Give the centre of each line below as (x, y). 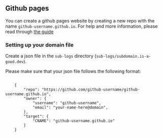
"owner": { (35, 99)
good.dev (15, 62)
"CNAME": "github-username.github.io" (74, 121)
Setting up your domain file (39, 44)
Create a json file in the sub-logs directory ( (51, 56)
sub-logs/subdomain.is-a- (124, 56)
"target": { (36, 117)
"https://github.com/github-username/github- (91, 90)
